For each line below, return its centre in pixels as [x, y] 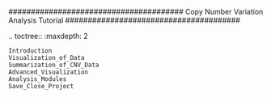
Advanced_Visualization [49, 72]
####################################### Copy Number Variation [136, 12]
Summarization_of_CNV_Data [54, 65]
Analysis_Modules [38, 79]
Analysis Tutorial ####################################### [125, 20]
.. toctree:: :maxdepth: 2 [48, 36]
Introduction [30, 51]
